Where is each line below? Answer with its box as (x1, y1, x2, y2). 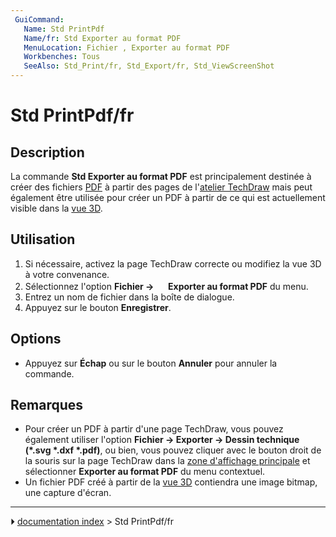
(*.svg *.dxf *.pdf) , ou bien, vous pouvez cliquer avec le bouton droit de (24, 444, 322, 456)
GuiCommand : (14, 14, 65, 25)
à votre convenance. (24, 268, 110, 280)
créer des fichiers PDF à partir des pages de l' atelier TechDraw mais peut (10, 181, 313, 193)
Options (10, 331, 62, 348)
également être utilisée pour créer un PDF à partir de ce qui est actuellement (10, 192, 326, 203)
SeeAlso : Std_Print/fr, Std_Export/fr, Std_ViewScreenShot (23, 61, 275, 71)
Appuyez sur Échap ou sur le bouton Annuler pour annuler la (24, 357, 278, 369)
